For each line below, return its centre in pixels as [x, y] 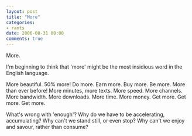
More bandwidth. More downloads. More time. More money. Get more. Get [96, 97]
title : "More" [23, 17]
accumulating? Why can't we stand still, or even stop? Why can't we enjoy [95, 120]
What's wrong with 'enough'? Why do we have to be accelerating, [85, 114]
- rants [16, 28]
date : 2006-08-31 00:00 [35, 33]
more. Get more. [26, 103]
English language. [28, 73]
